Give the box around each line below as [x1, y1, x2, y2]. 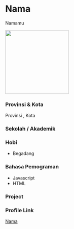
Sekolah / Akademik [5, 125, 56, 133]
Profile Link [5, 207, 34, 214]
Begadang [12, 150, 34, 157]
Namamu [5, 20, 24, 26]
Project [5, 193, 24, 200]
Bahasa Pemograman [5, 163, 59, 170]
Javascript [12, 174, 35, 181]
